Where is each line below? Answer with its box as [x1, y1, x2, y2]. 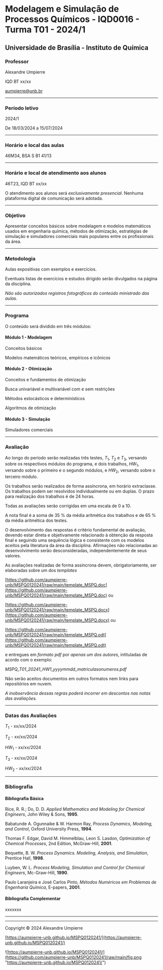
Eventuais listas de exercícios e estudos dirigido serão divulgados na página [5, 276, 158, 282]
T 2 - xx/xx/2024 [5, 734, 37, 741]
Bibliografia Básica [5, 795, 44, 801]
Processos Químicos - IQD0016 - [5, 14, 140, 25]
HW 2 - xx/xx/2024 [5, 766, 42, 772]
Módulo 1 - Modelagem [5, 334, 52, 340]
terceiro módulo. [5, 474, 38, 479]
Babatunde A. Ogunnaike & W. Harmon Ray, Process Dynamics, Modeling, [5, 821, 153, 827]
